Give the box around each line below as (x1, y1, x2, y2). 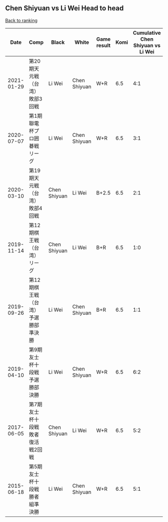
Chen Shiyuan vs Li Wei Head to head (5, 4, 124, 13)
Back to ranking (5, 17, 37, 23)
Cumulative (132, 29, 161, 36)
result (96, 42, 111, 49)
